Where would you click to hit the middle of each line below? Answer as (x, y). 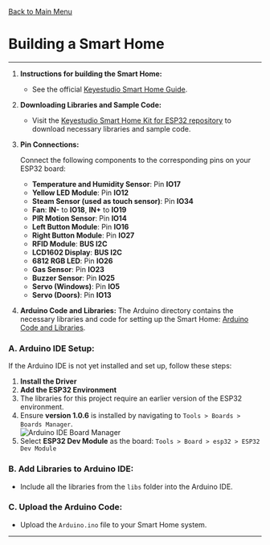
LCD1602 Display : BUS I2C (77, 252)
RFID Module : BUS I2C (70, 243)
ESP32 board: (43, 169)
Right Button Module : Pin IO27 (83, 235)
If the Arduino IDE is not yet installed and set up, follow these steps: (120, 366)
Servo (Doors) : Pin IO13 (72, 295)
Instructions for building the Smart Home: (91, 73)
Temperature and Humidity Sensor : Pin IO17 (106, 184)
